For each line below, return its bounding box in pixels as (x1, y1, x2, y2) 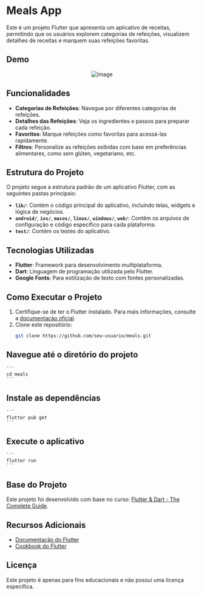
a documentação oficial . (15, 315, 76, 321)
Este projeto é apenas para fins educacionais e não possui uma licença (6, 576, 184, 583)
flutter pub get (6, 415, 47, 421)
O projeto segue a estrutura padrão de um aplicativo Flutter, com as (6, 183, 176, 191)
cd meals (6, 371, 29, 377)
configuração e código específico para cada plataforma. (15, 221, 157, 228)
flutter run (6, 458, 36, 464)
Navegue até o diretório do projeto (6, 349, 138, 360)
